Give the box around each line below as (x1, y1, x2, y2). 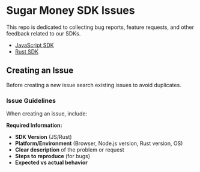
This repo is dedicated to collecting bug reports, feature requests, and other (6, 23, 195, 31)
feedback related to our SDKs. (6, 29, 81, 37)
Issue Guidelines (6, 96, 56, 105)
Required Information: (6, 121, 62, 129)
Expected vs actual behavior (14, 159, 88, 166)
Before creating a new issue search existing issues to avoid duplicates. (6, 81, 181, 88)
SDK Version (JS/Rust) (14, 134, 72, 141)
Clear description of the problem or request (14, 146, 124, 153)
